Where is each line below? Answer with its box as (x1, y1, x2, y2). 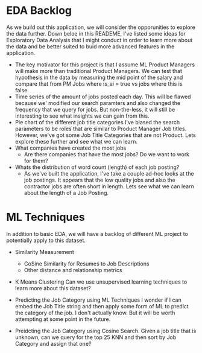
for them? (24, 157, 48, 164)
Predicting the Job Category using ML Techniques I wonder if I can (14, 296, 182, 304)
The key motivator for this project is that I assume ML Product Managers (14, 61, 195, 68)
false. (14, 86, 29, 94)
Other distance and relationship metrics (24, 266, 122, 273)
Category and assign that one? (14, 340, 92, 347)
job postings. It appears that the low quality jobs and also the (24, 176, 176, 183)
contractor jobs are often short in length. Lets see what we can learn (24, 182, 194, 190)
